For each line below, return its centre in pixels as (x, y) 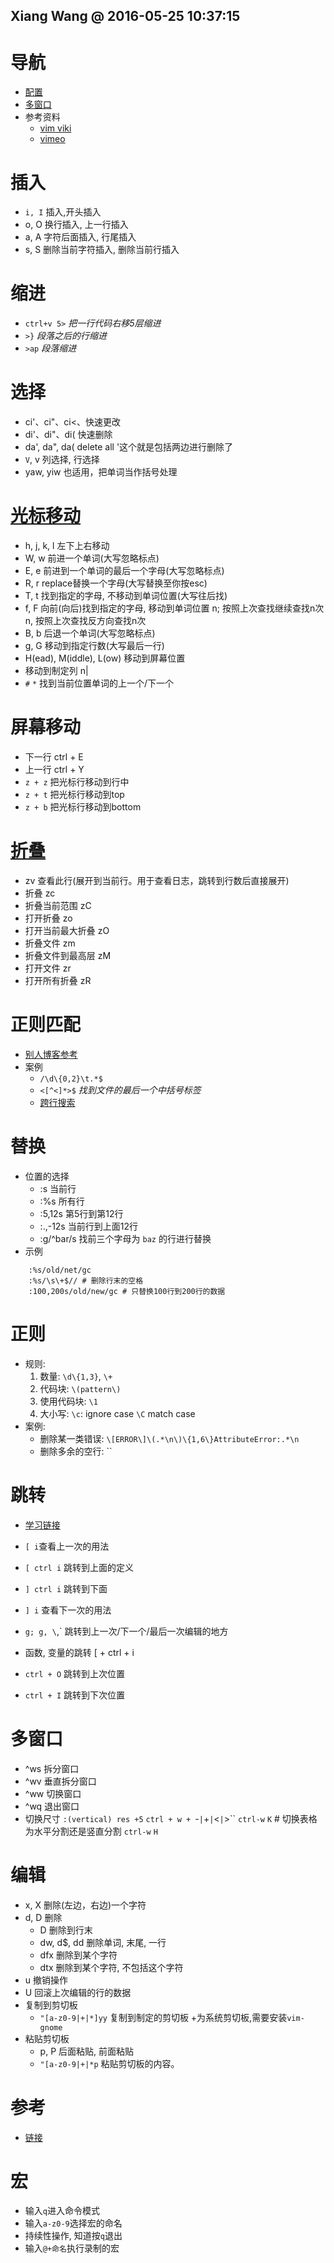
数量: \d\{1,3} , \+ (76, 1376)
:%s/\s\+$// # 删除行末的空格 (86, 1280)
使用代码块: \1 (68, 1401)
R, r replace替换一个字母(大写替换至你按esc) (116, 583)
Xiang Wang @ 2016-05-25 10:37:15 (125, 16)
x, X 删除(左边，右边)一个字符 (85, 1905)
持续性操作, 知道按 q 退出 (73, 2236)
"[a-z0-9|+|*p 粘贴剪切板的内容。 (109, 2063)
